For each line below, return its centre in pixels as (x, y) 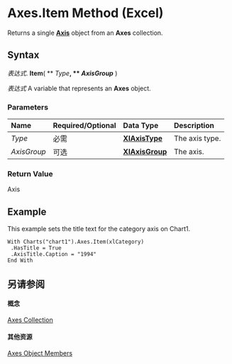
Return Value (30, 173)
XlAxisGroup (145, 152)
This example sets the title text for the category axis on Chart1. (99, 229)
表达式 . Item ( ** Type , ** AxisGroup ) (62, 73)
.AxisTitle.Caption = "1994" (54, 255)
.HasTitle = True (36, 248)
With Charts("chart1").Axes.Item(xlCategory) (76, 242)
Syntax (23, 55)
